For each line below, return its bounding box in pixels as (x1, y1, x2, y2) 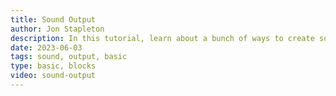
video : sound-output (10, 71, 97, 81)
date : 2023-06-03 (10, 42, 83, 53)
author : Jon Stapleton (10, 24, 105, 34)
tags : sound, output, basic (10, 52, 128, 62)
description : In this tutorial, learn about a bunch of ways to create (10, 33, 315, 43)
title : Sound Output (10, 14, 97, 25)
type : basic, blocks (10, 61, 97, 71)
